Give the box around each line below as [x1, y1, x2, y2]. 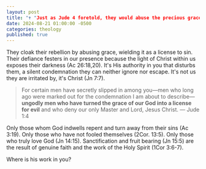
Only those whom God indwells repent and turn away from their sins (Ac [6, 124, 189, 132]
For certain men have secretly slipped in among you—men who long [21, 86, 194, 94]
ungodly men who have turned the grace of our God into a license [21, 99, 192, 107]
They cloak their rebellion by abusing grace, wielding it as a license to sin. [6, 48, 193, 56]
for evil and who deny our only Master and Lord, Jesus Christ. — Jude [21, 106, 200, 113]
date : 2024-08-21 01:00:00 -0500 [6, 20, 92, 26]
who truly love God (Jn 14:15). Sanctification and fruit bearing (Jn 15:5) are [6, 137, 194, 145]
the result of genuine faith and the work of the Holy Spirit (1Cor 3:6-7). [6, 144, 184, 151]
